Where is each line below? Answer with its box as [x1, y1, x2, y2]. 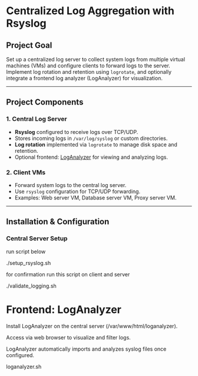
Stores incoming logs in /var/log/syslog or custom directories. [14, 135, 168, 142]
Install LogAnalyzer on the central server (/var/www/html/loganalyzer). [6, 322, 178, 329]
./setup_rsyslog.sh [6, 259, 51, 266]
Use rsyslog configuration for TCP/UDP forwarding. [14, 188, 140, 195]
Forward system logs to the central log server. [14, 181, 127, 188]
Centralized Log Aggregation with [6, 4, 175, 18]
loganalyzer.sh [6, 363, 42, 370]
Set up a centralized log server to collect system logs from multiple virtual [6, 56, 186, 63]
